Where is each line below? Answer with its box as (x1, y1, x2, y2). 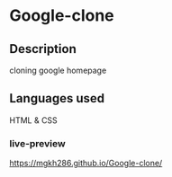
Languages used (9, 91, 105, 106)
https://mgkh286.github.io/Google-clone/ (9, 158, 163, 169)
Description (9, 41, 77, 57)
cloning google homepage (9, 65, 107, 75)
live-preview (9, 137, 66, 149)
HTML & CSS (9, 114, 59, 126)
